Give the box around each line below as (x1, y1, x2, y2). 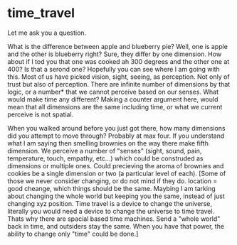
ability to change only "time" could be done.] (7, 229, 139, 238)
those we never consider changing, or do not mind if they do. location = (7, 176, 218, 185)
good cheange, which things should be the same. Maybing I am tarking (7, 184, 216, 192)
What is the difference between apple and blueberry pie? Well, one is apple (7, 42, 228, 50)
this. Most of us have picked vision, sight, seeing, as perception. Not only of (7, 72, 230, 81)
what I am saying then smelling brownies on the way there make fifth (7, 138, 209, 147)
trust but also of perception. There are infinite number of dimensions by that (7, 80, 231, 88)
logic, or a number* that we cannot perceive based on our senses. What (7, 87, 219, 96)
